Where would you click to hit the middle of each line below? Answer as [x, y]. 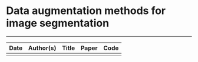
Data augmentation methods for [86, 11]
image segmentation [58, 23]
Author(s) [42, 48]
